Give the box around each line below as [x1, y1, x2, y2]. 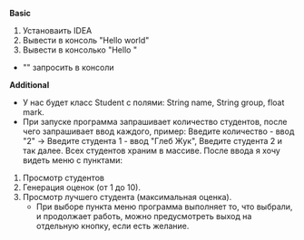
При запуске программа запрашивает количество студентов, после [22, 117, 288, 127]
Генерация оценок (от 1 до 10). [22, 182, 141, 193]
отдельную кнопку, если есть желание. [35, 221, 190, 231]
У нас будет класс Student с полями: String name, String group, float [22, 97, 285, 108]
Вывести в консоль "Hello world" [22, 35, 150, 45]
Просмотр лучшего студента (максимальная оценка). [22, 192, 232, 202]
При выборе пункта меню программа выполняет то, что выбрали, [35, 201, 293, 212]
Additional [9, 80, 50, 90]
